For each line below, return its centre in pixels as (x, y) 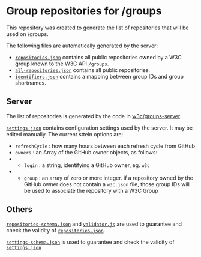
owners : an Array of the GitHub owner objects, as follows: (86, 152)
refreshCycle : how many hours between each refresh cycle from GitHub (105, 146)
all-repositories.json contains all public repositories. (82, 70)
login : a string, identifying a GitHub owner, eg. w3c (87, 165)
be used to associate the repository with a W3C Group (91, 190)
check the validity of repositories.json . (56, 230)
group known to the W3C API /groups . (62, 64)
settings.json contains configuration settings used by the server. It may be (100, 128)
